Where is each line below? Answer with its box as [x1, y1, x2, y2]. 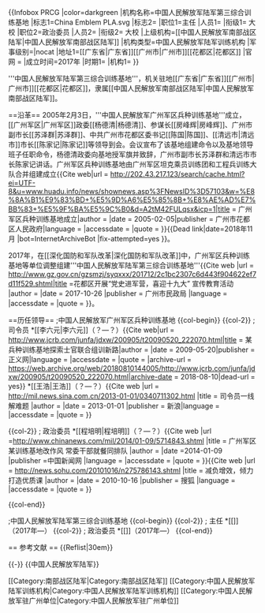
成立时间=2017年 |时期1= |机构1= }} [25, 57, 140, 66]
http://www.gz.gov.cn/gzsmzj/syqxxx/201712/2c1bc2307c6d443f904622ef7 [8, 270, 257, 278]
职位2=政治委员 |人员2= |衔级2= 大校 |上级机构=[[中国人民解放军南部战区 [19, 28, 257, 36]
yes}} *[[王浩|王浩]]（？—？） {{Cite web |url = [8, 382, 160, 391]
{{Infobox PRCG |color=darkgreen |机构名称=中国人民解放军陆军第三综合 [8, 8, 244, 17]
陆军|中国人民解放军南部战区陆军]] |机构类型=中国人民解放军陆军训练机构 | [8, 37, 250, 47]
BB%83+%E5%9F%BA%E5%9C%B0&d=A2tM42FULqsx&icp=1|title [8, 204, 230, 214]
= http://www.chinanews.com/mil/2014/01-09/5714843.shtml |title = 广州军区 [8, 436, 257, 445]
